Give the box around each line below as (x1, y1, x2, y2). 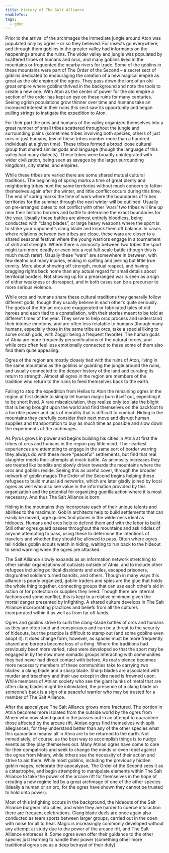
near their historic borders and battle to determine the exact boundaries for (5, 210, 161, 216)
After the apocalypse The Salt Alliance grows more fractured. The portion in (5, 704, 162, 710)
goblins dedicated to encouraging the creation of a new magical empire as (5, 72, 159, 78)
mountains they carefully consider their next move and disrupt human (5, 415, 149, 421)
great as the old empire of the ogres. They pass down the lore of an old (5, 78, 153, 84)
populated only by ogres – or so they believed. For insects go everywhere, (5, 41, 159, 47)
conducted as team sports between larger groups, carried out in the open (5, 815, 158, 821)
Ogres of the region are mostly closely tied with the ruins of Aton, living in (5, 357, 157, 363)
